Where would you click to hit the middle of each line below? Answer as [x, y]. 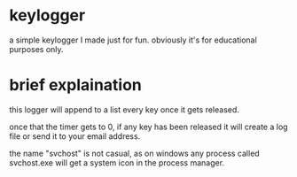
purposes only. [36, 49]
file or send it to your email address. [75, 136]
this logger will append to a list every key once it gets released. [124, 109]
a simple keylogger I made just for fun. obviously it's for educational [133, 40]
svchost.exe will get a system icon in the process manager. [117, 162]
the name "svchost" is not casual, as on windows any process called [134, 153]
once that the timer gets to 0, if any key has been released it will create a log [148, 127]
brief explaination [75, 85]
